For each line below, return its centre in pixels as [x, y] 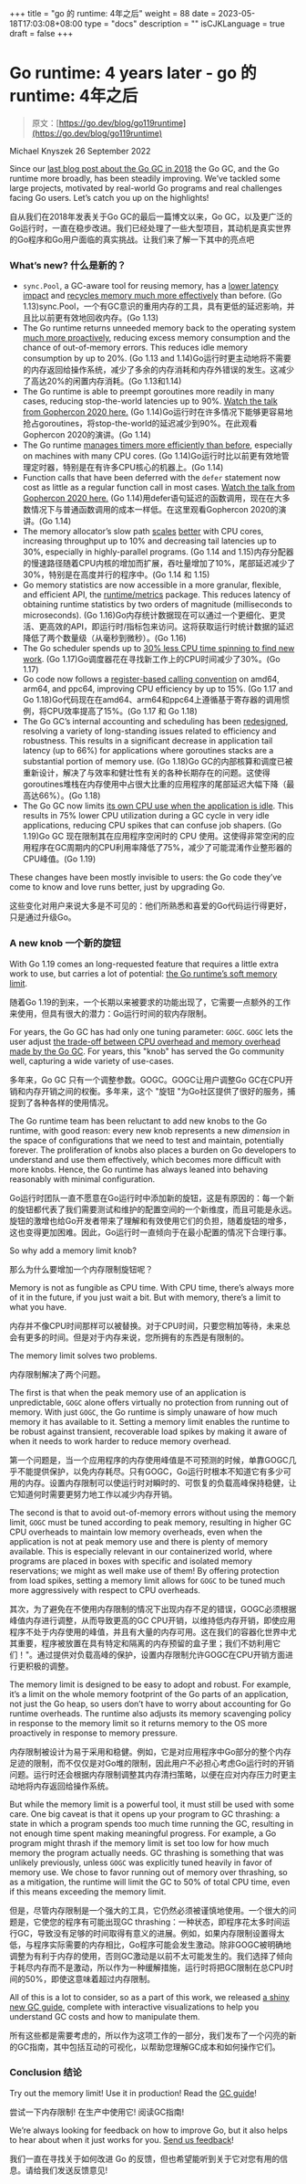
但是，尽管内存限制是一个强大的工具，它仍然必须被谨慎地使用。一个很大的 [149, 1910]
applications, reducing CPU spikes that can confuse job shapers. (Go [152, 826]
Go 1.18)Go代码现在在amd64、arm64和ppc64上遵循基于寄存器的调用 [152, 700]
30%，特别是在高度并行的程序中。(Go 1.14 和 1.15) [116, 575]
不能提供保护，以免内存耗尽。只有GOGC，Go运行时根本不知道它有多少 [150, 1471]
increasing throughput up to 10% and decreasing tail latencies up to [149, 541]
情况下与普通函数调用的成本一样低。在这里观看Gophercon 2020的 [155, 510]
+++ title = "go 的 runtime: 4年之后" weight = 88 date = [113, 13]
